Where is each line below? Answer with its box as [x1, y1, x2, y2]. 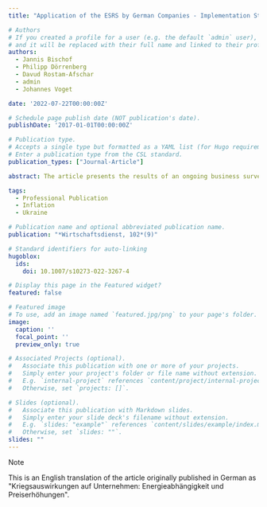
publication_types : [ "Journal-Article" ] [8, 158, 145, 166]
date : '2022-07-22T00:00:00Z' [8, 99, 109, 107]
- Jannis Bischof [15, 56, 73, 64]
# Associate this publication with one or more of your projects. [8, 362, 240, 370]
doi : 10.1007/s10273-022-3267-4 [22, 267, 130, 275]
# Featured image [8, 303, 66, 311]
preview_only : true [15, 340, 80, 349]
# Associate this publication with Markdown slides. [8, 406, 194, 414]
